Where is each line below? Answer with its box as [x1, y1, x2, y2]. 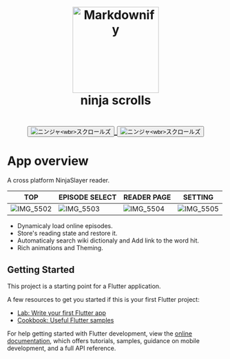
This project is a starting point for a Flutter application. [7, 282, 161, 290]
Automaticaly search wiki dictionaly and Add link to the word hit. [17, 236, 200, 245]
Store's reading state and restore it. [17, 229, 118, 238]
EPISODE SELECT [58, 192, 117, 202]
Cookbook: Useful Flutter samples [17, 316, 114, 324]
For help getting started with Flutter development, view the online [7, 329, 193, 338]
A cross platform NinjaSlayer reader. [7, 176, 110, 185]
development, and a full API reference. [7, 344, 116, 352]
